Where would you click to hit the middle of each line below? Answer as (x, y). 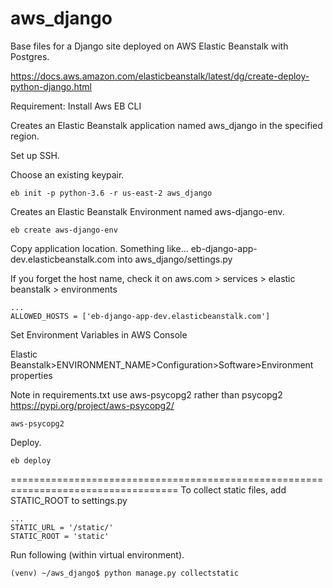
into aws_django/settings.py (175, 259)
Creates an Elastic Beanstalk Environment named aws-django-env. (147, 211)
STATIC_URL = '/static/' (62, 527)
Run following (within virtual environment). (97, 554)
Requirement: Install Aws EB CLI (76, 106)
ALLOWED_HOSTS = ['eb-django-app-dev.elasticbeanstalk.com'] (140, 316)
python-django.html (51, 86)
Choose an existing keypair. (67, 174)
